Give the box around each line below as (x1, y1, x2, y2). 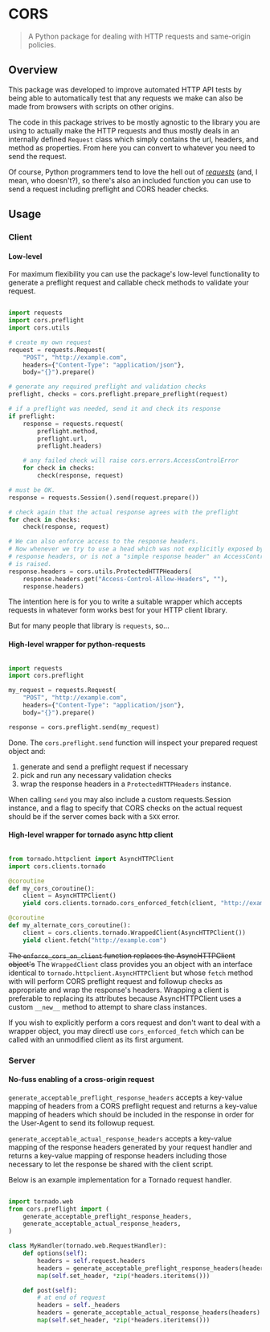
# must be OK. (8, 486, 56, 494)
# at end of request (37, 1293, 106, 1302)
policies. (27, 39, 56, 49)
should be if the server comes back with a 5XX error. (8, 811, 181, 821)
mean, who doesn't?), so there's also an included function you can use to (8, 175, 252, 185)
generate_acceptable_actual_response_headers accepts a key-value (8, 1133, 232, 1143)
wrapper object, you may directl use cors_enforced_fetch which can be (8, 1026, 245, 1035)
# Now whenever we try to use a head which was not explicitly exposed (8, 545, 253, 553)
